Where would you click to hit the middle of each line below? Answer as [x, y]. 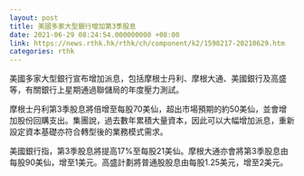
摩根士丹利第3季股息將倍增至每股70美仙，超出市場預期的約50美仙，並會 [144, 109]
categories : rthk [42, 52]
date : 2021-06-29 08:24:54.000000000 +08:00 [95, 34]
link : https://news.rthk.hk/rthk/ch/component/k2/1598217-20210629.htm [147, 43]
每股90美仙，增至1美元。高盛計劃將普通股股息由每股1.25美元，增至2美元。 [149, 162]
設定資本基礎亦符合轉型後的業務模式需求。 [89, 132]
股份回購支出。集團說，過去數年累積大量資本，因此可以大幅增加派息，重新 [156, 121]
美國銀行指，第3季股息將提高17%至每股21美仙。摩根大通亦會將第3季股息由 [149, 152]
